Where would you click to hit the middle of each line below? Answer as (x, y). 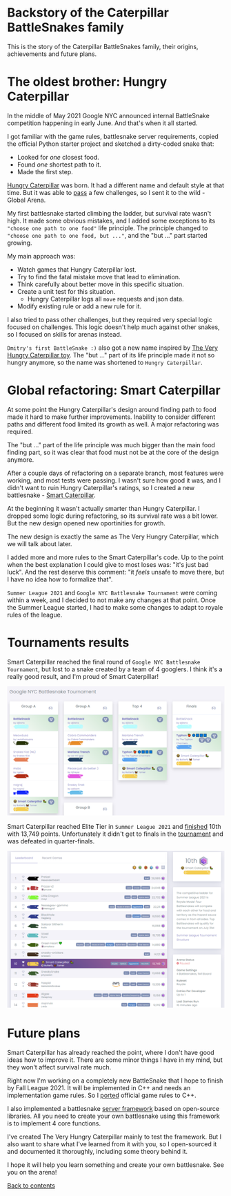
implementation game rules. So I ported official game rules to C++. (102, 1095)
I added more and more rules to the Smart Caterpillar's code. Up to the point (115, 557)
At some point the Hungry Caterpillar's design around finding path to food (112, 409)
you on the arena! (32, 1172)
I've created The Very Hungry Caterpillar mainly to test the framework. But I (114, 1137)
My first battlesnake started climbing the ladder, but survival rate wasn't (109, 213)
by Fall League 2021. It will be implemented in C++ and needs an (99, 1088)
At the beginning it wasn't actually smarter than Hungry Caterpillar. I (103, 508)
